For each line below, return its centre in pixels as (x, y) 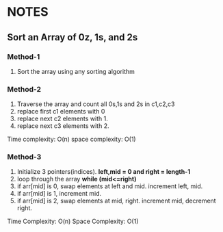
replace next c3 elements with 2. (63, 126)
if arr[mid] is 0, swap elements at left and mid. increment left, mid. (110, 186)
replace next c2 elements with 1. (62, 119)
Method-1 (24, 57)
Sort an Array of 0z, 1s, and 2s (73, 37)
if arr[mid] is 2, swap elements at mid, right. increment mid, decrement (117, 201)
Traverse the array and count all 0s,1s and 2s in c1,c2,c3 (96, 104)
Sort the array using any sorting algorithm (76, 71)
